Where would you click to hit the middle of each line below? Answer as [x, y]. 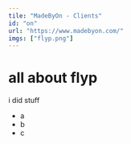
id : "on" [23, 23]
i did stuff [24, 101]
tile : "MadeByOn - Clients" [55, 16]
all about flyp [53, 78]
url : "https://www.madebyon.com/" [66, 31]
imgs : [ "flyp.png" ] [41, 38]
